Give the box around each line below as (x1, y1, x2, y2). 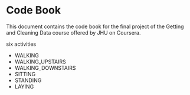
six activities (6, 40, 37, 48)
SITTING (14, 70, 36, 77)
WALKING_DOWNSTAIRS (14, 64, 76, 71)
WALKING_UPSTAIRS (14, 58, 66, 65)
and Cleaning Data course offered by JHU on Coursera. (6, 29, 141, 36)
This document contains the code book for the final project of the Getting (6, 23, 184, 30)
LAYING (14, 83, 34, 90)
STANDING (14, 77, 42, 84)
